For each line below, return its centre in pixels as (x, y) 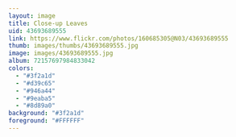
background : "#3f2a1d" (46, 114)
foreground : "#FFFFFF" (46, 121)
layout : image (32, 16)
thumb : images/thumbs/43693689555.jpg (73, 46)
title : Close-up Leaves (48, 23)
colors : (21, 68)
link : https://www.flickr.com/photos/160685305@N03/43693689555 (118, 38)
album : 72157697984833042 (52, 61)
